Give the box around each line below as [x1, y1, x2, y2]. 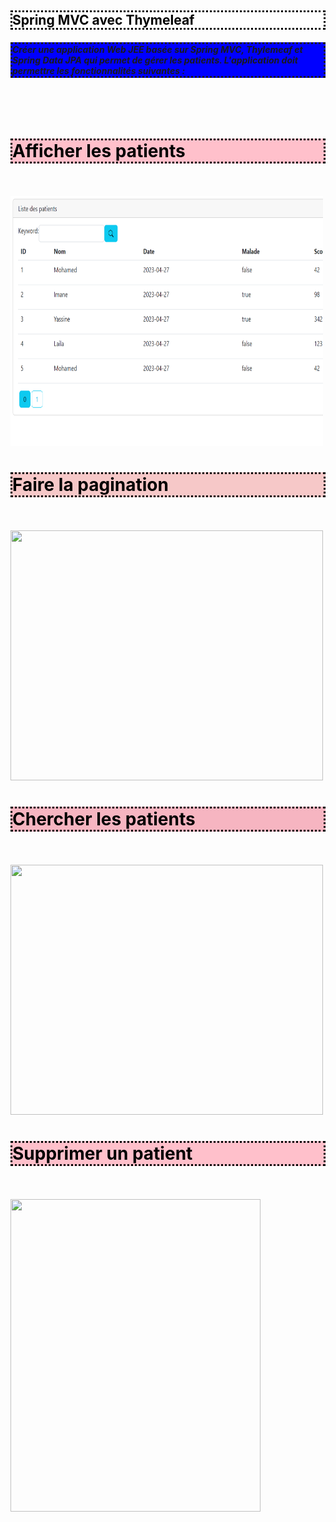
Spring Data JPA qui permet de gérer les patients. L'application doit [12, 54, 298, 66]
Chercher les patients [12, 808, 196, 831]
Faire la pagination [12, 474, 169, 496]
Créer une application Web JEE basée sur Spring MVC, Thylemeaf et [12, 43, 303, 55]
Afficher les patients [12, 139, 186, 162]
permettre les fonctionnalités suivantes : [12, 64, 186, 76]
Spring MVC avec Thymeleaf [12, 12, 195, 29]
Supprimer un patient [12, 1142, 193, 1165]
